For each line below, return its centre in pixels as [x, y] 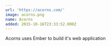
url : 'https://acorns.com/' [35, 10]
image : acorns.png [25, 15]
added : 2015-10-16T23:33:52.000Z [41, 24]
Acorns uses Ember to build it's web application [55, 38]
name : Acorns [19, 19]
